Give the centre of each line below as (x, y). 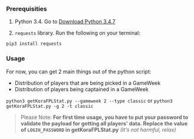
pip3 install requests (34, 44)
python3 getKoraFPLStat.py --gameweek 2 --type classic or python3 (89, 100)
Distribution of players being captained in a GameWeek (81, 89)
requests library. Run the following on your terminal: (77, 33)
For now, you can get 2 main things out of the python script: (79, 71)
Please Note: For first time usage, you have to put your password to (104, 117)
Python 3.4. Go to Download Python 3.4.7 (65, 22)
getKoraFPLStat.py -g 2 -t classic (50, 106)
